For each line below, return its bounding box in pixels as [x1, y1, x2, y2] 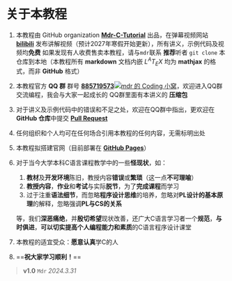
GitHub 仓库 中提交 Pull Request [15, 114, 108, 123]
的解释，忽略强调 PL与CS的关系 [32, 199, 123, 208]
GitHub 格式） [42, 67, 84, 75]
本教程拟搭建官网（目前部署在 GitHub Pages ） [15, 144, 150, 152]
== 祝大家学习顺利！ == [15, 252, 82, 261]
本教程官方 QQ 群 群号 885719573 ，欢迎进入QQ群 [15, 82, 223, 91]
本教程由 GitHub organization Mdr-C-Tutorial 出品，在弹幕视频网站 [15, 31, 209, 39]
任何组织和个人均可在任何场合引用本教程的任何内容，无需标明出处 [15, 129, 206, 137]
